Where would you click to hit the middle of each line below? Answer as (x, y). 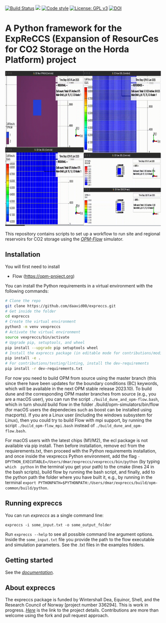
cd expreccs (17, 316)
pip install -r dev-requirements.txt (44, 369)
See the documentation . (30, 572)
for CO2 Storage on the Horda (67, 49)
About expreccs (30, 588)
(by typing (149, 461)
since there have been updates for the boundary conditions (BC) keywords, (82, 383)
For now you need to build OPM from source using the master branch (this (81, 378)
